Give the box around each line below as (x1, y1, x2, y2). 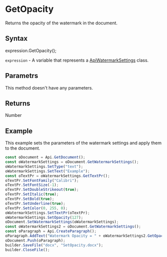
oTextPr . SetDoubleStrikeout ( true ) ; (5, 187, 79, 192)
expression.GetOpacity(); (5, 47, 57, 53)
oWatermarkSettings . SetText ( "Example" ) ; (5, 169, 90, 173)
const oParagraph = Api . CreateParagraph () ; (5, 229, 97, 234)
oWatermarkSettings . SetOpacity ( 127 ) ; (5, 215, 83, 220)
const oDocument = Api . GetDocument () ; (5, 155, 85, 160)
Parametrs (5, 72, 38, 80)
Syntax (5, 34, 28, 43)
